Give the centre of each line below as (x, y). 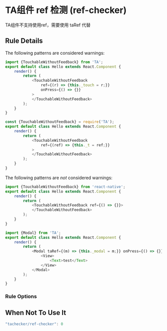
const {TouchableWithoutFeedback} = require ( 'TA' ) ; (60, 122)
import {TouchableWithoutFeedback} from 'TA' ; (54, 62)
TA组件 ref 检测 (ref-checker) (66, 10)
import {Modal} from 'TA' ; (33, 233)
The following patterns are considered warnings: (55, 53)
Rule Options (21, 297)
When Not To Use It (36, 312)
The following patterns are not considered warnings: (59, 178)
